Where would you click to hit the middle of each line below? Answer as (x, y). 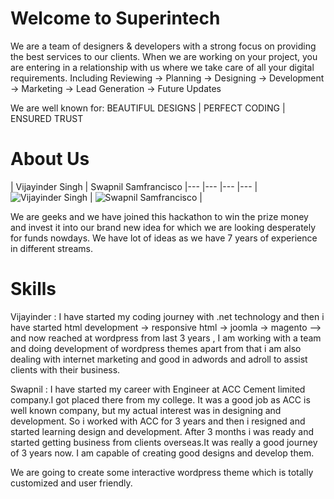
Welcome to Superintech (115, 18)
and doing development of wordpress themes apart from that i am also (156, 348)
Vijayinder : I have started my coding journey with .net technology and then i (167, 316)
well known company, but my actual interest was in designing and (146, 410)
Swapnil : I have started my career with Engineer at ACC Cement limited (158, 389)
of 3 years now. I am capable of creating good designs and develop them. (162, 453)
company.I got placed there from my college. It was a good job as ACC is (160, 399)
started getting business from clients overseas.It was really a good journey (164, 442)
